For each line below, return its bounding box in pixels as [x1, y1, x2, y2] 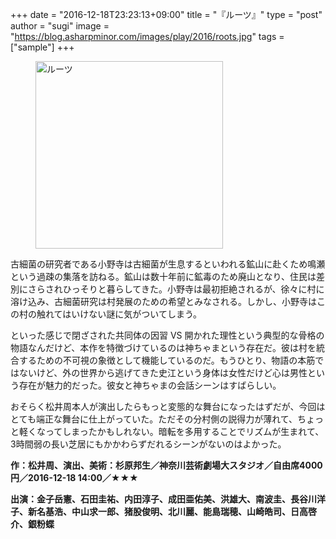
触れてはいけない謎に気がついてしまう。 [36, 308, 203, 320]
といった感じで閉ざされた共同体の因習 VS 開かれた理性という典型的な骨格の [10, 329, 325, 341]
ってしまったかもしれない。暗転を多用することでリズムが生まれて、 [44, 426, 325, 437]
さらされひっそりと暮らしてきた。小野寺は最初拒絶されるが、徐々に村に [27, 283, 325, 295]
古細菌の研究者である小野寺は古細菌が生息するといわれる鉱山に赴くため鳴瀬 [10, 258, 326, 270]
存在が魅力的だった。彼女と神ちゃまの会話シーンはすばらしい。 [18, 379, 282, 391]
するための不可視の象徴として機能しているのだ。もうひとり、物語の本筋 [18, 354, 316, 366]
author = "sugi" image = [10, 20, 110, 32]
